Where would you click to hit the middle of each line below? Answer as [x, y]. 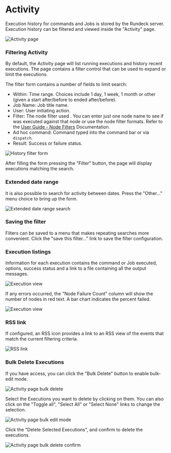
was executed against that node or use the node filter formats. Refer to [88, 122]
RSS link [16, 323]
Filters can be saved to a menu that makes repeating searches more [77, 233]
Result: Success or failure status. [47, 143]
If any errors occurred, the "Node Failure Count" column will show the [79, 294]
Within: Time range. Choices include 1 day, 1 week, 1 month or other [84, 94]
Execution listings [28, 251]
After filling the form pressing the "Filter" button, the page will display [79, 163]
